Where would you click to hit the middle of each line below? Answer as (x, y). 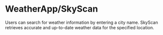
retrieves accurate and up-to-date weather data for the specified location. (80, 27)
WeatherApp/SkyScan (52, 9)
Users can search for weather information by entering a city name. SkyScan (81, 22)
